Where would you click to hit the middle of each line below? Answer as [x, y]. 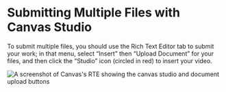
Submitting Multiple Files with [93, 13]
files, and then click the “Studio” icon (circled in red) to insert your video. [110, 60]
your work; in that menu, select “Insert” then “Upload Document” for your [111, 54]
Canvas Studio [50, 27]
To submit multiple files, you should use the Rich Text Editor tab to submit [111, 46]
